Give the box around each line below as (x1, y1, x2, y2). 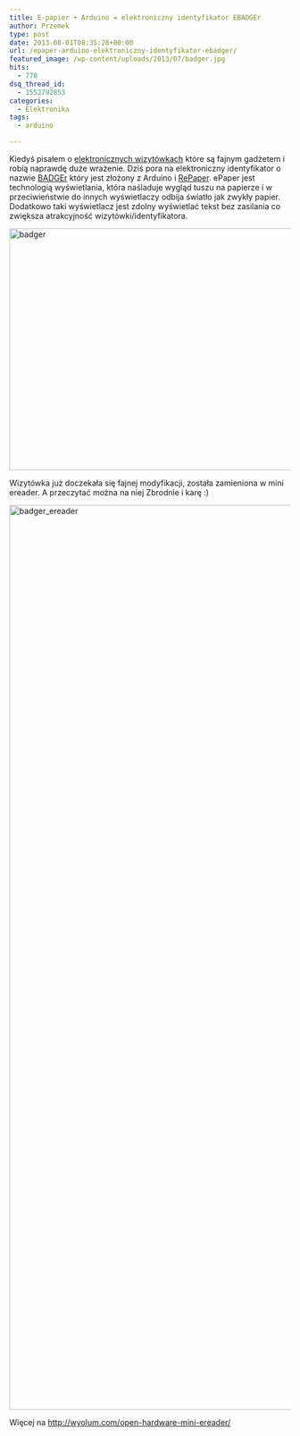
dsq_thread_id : (9, 80, 66, 89)
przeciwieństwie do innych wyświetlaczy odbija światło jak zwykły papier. (9, 191, 281, 202)
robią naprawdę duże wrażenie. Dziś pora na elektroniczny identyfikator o (9, 163, 281, 173)
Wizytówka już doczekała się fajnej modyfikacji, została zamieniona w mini (9, 477, 284, 488)
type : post (9, 30, 50, 38)
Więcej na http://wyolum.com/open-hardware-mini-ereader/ (9, 1417, 231, 1427)
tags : (9, 113, 29, 122)
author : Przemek (9, 21, 70, 30)
